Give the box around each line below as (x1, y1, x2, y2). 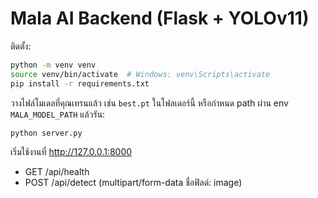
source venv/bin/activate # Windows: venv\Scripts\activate (10, 69, 271, 79)
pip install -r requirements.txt (10, 78, 150, 89)
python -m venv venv (10, 60, 97, 70)
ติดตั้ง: (10, 40, 32, 52)
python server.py (10, 128, 83, 138)
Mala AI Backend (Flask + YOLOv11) (10, 7, 310, 30)
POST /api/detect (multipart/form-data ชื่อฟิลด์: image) (24, 177, 243, 189)
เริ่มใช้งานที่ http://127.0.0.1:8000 (10, 146, 133, 158)
